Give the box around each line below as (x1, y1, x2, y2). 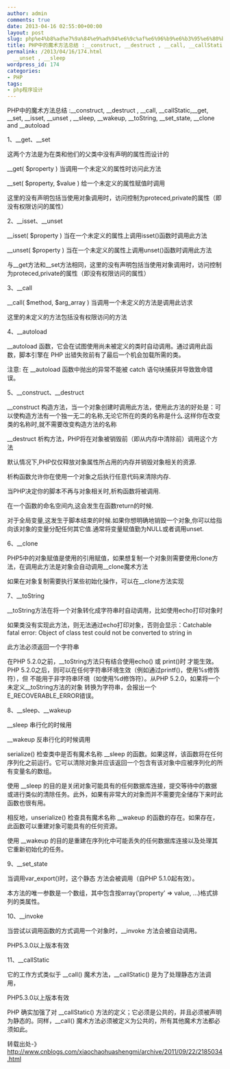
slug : (7, 36, 23, 43)
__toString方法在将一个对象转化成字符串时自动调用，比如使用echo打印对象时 (7, 607, 223, 615)
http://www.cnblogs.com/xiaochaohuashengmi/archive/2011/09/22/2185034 (7, 1048, 223, 1056)
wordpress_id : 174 (7, 61, 60, 68)
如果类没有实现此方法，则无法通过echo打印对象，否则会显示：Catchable (7, 621, 212, 629)
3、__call (7, 284, 33, 292)
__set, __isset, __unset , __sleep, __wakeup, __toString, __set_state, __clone (7, 114, 215, 122)
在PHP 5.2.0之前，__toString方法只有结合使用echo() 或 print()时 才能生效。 (7, 657, 218, 666)
